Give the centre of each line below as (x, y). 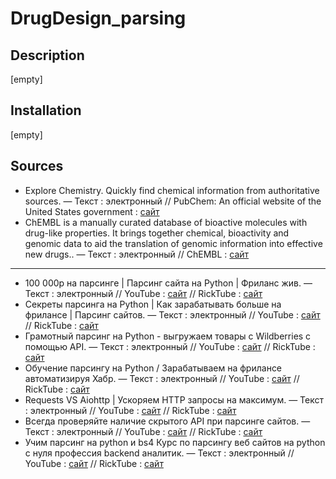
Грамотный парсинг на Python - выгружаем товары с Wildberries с (168, 336)
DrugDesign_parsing (98, 18)
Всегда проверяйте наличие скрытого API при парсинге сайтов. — (167, 421)
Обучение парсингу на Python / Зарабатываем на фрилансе (153, 368)
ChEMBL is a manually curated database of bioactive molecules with (166, 222)
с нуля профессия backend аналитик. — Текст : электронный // (159, 453)
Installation (46, 110)
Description (47, 55)
